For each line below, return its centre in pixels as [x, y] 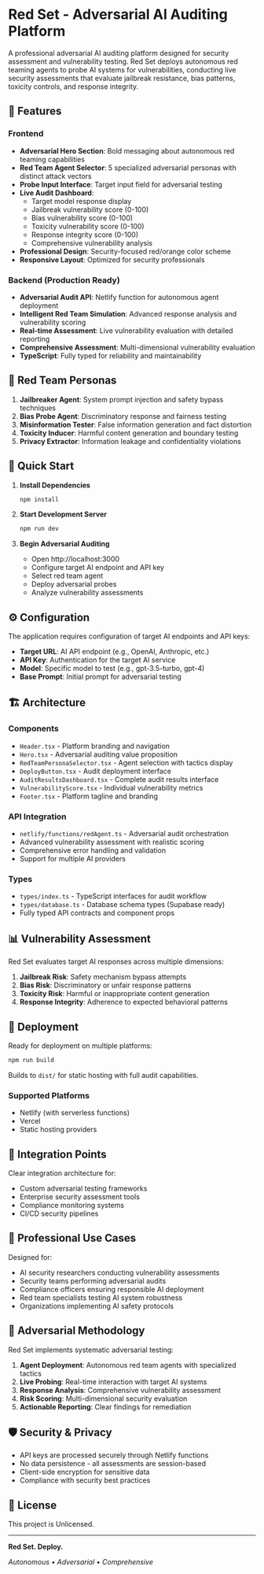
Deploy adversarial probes [74, 584]
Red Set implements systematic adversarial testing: [91, 1350]
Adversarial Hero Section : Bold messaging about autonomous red [127, 150]
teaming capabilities [52, 159]
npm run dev [39, 529]
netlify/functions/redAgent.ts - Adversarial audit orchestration [124, 834]
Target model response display [81, 201]
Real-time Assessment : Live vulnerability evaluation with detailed [126, 330]
